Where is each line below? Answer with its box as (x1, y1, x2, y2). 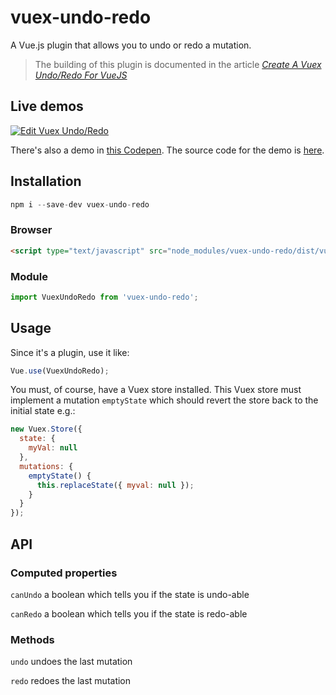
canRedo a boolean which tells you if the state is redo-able (10, 607, 248, 620)
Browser (10, 223, 53, 237)
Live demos (10, 98, 84, 115)
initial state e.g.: (10, 405, 76, 417)
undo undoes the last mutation (10, 656, 133, 668)
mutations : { (19, 461, 74, 471)
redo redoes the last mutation (10, 675, 132, 687)
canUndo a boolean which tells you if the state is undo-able (10, 588, 250, 600)
